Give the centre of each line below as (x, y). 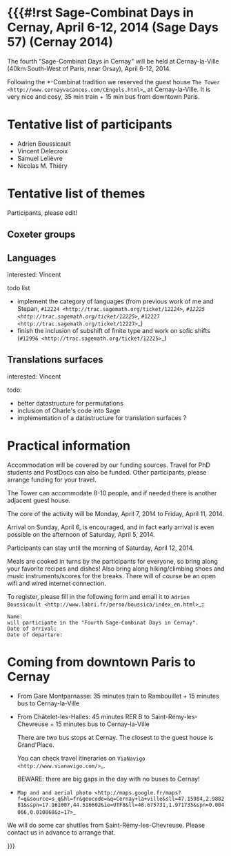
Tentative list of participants (90, 125)
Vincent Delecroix (42, 151)
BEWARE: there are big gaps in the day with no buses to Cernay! (108, 779)
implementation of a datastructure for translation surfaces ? (102, 418)
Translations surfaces (55, 360)
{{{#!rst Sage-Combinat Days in (101, 13)
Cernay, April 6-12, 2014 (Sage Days (113, 27)
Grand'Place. (36, 745)
